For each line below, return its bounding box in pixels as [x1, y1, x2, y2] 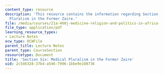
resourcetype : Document [5, 52, 54, 57]
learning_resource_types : [5, 30, 58, 35]
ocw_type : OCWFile [5, 39, 42, 44]
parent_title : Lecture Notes [5, 43, 64, 48]
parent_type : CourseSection [5, 48, 62, 53]
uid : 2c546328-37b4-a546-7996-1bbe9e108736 [5, 61, 95, 66]
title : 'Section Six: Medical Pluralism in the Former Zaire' [5, 57, 134, 62]
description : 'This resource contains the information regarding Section [5, 12, 159, 17]
